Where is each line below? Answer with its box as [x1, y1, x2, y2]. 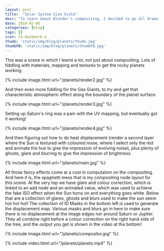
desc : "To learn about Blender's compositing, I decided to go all [5, 16, 145, 21]
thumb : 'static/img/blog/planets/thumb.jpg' [5, 39, 97, 44]
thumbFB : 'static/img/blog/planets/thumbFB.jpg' [5, 44, 106, 48]
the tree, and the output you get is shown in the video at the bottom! [5, 221, 142, 227]
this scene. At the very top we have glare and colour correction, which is [5, 180, 151, 185]
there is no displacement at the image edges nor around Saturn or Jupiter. [5, 211, 154, 217]
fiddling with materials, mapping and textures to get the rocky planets [5, 62, 145, 68]
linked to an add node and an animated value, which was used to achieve [5, 184, 152, 191]
